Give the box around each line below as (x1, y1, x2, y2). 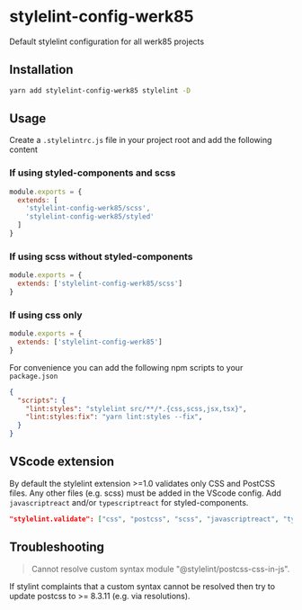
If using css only (9, 309, 83, 321)
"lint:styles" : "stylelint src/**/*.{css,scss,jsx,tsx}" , (25, 404, 247, 413)
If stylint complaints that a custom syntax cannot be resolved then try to (9, 580, 276, 591)
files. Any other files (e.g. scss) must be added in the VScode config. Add (9, 488, 281, 498)
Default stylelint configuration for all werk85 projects (9, 36, 205, 47)
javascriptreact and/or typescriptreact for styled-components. (9, 497, 249, 507)
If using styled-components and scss (9, 166, 176, 179)
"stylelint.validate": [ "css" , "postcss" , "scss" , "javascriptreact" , (9, 515, 280, 524)
